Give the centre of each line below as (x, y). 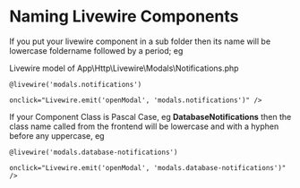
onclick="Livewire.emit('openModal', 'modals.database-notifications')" (148, 167)
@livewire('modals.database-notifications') (94, 152)
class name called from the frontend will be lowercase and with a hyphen (144, 126)
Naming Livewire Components (124, 17)
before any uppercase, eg (57, 135)
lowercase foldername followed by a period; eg (96, 50)
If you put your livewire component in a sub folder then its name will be (140, 41)
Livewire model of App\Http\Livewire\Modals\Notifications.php (124, 68)
